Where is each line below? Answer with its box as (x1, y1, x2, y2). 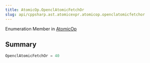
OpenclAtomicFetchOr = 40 (5, 53, 59, 58)
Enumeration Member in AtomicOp (5, 25, 77, 31)
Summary (5, 40, 37, 48)
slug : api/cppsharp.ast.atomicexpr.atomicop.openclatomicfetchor (5, 12, 145, 17)
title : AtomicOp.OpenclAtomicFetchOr (5, 7, 85, 12)
